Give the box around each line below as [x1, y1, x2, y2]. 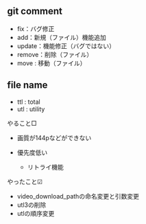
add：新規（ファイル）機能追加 [16, 33, 106, 41]
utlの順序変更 [16, 209, 55, 217]
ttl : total [16, 98, 40, 106]
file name [7, 79, 48, 91]
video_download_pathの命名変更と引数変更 [16, 192, 139, 200]
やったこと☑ [7, 177, 43, 186]
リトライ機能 [27, 163, 64, 171]
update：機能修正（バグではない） [16, 41, 115, 50]
